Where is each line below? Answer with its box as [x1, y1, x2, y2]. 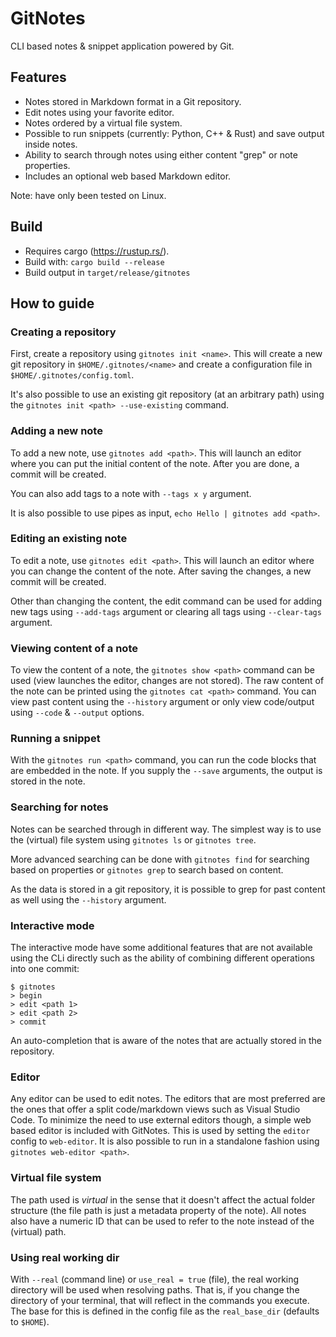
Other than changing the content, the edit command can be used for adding [10, 595, 323, 607]
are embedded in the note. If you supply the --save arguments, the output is [10, 765, 323, 777]
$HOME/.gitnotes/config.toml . [10, 369, 135, 381]
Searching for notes [10, 800, 109, 814]
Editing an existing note [10, 532, 128, 546]
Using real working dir [10, 1250, 120, 1264]
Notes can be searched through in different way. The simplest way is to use [10, 823, 322, 835]
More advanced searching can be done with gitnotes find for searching [10, 853, 310, 865]
